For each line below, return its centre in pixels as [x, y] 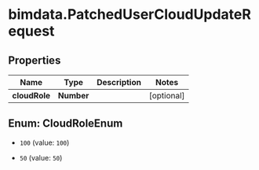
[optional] [167, 96]
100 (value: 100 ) [44, 142]
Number [73, 96]
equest [31, 31]
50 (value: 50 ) [41, 157]
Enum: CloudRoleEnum [66, 124]
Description [119, 82]
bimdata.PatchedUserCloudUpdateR [129, 15]
